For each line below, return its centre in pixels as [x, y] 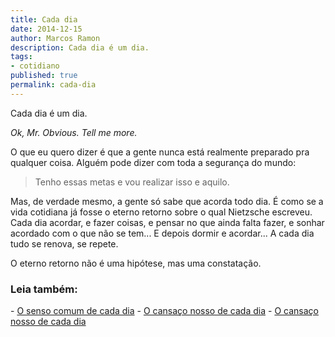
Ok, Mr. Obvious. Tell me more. [74, 132]
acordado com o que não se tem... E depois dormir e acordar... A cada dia [162, 233]
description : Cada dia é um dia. [80, 47]
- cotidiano [35, 66]
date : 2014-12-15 [46, 29]
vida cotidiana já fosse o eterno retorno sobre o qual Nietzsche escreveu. [161, 212]
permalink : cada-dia [53, 85]
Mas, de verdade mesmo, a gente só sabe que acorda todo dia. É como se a [167, 201]
